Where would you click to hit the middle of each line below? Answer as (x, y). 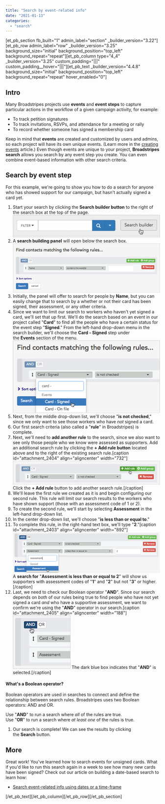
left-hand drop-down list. (38, 514)
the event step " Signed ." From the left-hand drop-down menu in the (81, 328)
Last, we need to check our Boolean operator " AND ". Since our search (84, 592)
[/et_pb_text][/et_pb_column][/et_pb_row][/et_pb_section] (64, 797)
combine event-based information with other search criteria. (66, 160)
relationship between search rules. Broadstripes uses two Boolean (72, 700)
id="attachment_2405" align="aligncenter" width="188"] (70, 613)
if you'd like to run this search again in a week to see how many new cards (81, 767)
